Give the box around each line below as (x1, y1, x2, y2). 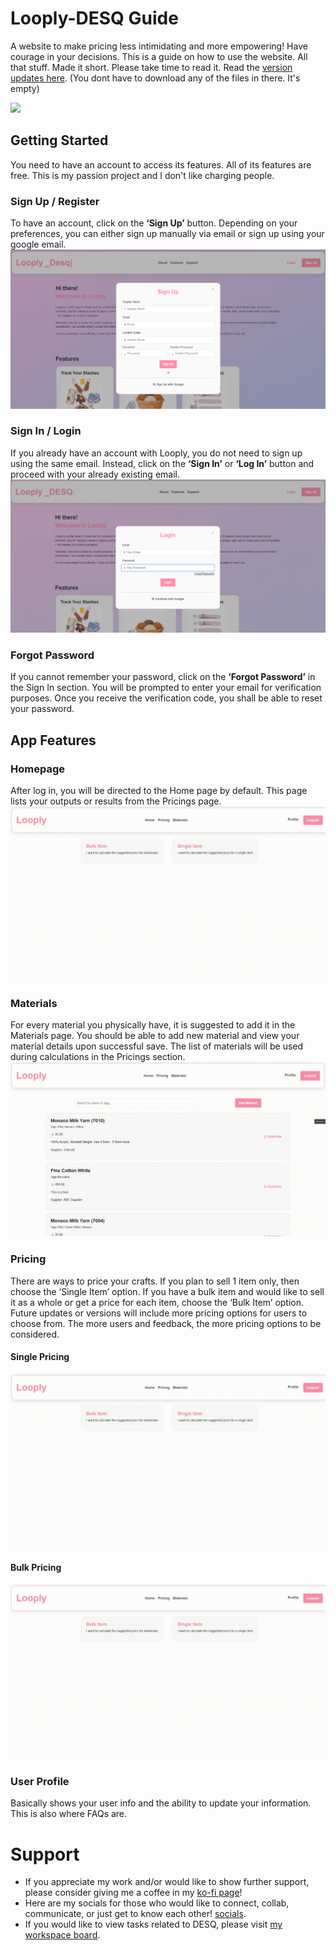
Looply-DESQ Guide (10, 7, 179, 30)
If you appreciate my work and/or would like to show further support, (24, 1876, 310, 1888)
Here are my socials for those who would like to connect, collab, (24, 1897, 290, 1909)
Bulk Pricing (10, 1562, 62, 1574)
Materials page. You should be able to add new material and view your (10, 1030, 300, 1042)
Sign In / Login (10, 424, 82, 438)
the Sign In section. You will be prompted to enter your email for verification (10, 682, 322, 694)
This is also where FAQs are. (10, 1808, 128, 1820)
